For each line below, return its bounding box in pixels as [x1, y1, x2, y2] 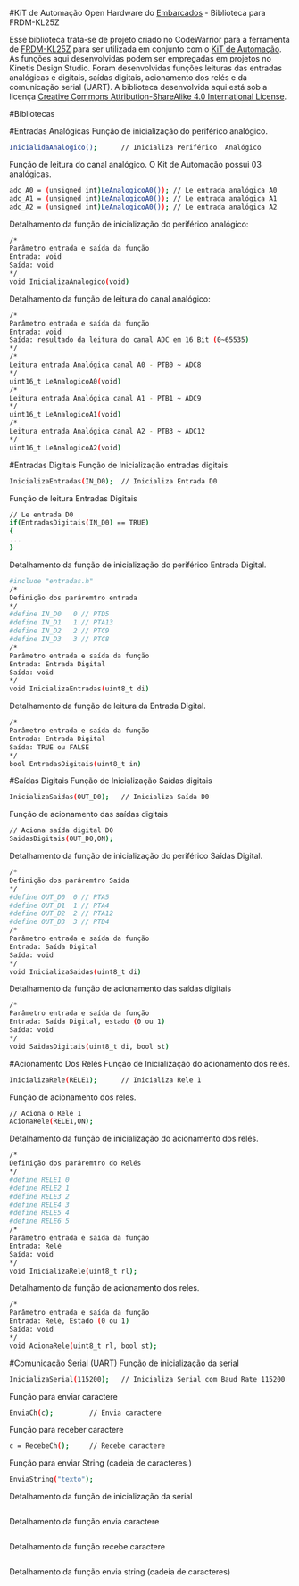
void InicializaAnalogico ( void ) [9, 277, 129, 286]
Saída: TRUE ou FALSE [9, 742, 90, 752]
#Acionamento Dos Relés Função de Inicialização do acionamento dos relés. [9, 1058, 290, 1069]
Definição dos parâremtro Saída [9, 876, 129, 885]
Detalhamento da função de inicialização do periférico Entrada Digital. [9, 559, 267, 570]
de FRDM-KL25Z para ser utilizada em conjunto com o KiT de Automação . [9, 44, 283, 54]
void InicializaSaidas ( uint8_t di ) [9, 967, 142, 976]
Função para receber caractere [9, 1425, 124, 1435]
